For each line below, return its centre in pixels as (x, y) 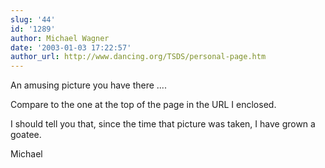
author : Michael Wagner (60, 38)
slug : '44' (33, 19)
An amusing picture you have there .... (88, 85)
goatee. (26, 135)
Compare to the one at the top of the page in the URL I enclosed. (143, 105)
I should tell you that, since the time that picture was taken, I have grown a (163, 124)
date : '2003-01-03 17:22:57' (71, 47)
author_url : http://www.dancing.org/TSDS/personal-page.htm (138, 57)
